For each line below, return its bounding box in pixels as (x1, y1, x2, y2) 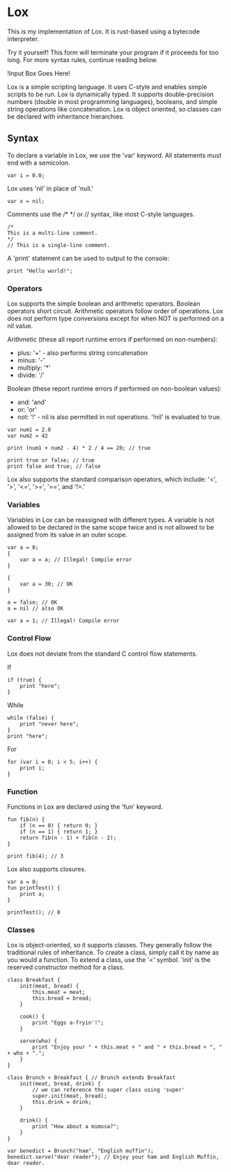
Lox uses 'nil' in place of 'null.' (7, 184, 94, 193)
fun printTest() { (7, 884, 61, 892)
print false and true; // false (7, 463, 101, 470)
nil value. (7, 322, 33, 330)
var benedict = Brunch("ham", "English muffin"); (7, 1148, 154, 1155)
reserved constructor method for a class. (7, 963, 125, 972)
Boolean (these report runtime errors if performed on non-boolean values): (7, 384, 222, 393)
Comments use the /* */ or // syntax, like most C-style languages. (7, 210, 195, 218)
